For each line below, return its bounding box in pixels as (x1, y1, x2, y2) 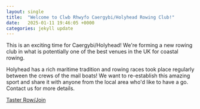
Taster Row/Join (6, 96, 46, 104)
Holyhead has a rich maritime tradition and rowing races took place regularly (6, 66, 195, 73)
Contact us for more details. (6, 85, 75, 92)
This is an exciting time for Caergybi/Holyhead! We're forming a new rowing (6, 42, 193, 49)
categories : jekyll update (6, 25, 73, 32)
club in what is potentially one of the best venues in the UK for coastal (6, 48, 179, 55)
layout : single (6, 8, 44, 15)
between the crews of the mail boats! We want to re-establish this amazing (6, 72, 190, 79)
